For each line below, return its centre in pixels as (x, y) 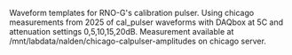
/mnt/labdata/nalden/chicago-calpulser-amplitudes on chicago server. (138, 41)
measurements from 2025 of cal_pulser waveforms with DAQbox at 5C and (146, 22)
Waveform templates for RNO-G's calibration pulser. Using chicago (132, 13)
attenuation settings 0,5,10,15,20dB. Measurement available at (122, 31)
